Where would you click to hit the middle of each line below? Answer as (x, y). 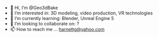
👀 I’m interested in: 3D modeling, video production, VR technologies (81, 13)
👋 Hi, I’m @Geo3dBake (34, 8)
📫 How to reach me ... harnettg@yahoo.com (57, 29)
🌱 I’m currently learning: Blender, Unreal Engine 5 (62, 18)
